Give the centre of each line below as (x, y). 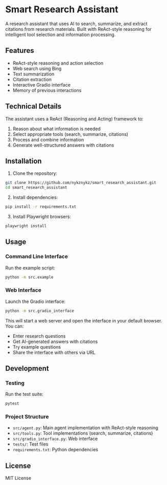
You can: (15, 326)
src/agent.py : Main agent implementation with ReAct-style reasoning (85, 428)
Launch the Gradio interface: (35, 301)
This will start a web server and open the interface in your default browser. (84, 320)
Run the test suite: (24, 394)
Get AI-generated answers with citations (55, 341)
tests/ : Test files (30, 444)
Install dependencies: (35, 197)
